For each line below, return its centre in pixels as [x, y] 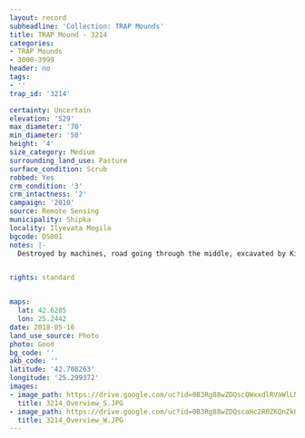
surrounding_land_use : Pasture [69, 161]
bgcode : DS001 [36, 237]
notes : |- [28, 245]
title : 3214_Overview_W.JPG [71, 420]
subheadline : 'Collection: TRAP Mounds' [87, 26]
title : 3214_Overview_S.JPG [71, 403]
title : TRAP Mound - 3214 [58, 34]
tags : [20, 77]
